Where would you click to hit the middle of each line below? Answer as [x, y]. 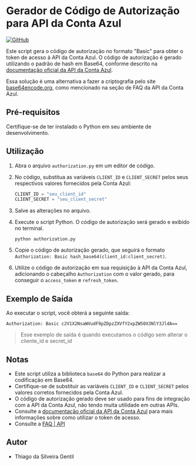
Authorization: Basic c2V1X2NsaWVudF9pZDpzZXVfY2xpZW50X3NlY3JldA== [92, 324]
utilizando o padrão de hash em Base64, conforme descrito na [82, 64]
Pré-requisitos [33, 112]
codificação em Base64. [44, 380]
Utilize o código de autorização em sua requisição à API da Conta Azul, [101, 268]
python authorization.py [45, 239]
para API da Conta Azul [64, 23]
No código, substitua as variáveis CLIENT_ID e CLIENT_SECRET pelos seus [101, 177]
